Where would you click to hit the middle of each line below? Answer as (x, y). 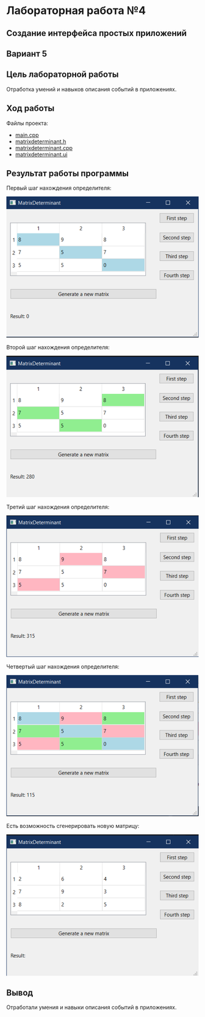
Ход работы (31, 108)
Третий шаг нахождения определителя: (58, 507)
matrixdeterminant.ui (41, 154)
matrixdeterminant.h (41, 141)
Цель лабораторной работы (63, 75)
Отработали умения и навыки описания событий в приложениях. (92, 1007)
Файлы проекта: (27, 123)
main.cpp (27, 135)
